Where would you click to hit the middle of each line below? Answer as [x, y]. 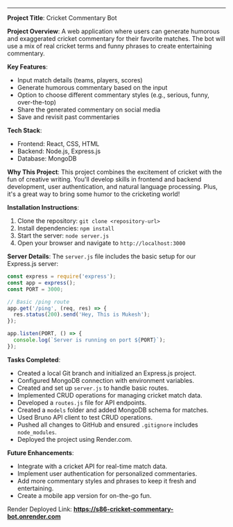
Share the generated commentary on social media [89, 109]
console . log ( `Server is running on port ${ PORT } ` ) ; [90, 340]
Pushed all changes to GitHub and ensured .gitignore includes [108, 425]
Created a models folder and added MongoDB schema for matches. [113, 410]
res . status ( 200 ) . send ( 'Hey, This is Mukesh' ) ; [82, 315]
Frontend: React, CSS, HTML [58, 144]
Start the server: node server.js [63, 235]
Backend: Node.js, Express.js [59, 151]
